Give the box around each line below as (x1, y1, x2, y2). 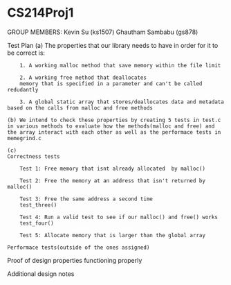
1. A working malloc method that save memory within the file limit (19, 62, 221, 69)
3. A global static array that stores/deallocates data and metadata (19, 98, 225, 105)
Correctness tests (7, 153, 60, 160)
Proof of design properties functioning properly (7, 256, 142, 264)
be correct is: (7, 49, 46, 57)
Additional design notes (7, 269, 75, 278)
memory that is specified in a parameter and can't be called (19, 80, 203, 87)
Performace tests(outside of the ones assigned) (7, 244, 150, 251)
